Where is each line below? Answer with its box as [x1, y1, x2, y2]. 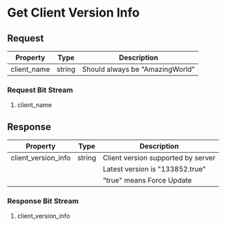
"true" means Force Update [102, 176, 192, 185]
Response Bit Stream [7, 196, 79, 206]
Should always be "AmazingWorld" [82, 64, 196, 74]
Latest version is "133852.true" [102, 164, 206, 174]
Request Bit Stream [7, 85, 73, 95]
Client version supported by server [102, 153, 216, 163]
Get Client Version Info [7, 5, 140, 21]
